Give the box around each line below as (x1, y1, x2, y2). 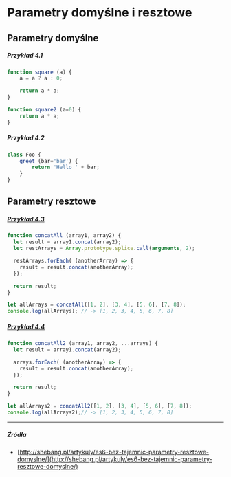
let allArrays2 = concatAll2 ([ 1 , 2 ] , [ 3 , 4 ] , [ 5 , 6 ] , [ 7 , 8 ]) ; (7, 403, 192, 410)
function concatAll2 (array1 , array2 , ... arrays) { (7, 340, 158, 347)
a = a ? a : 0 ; (19, 75, 63, 82)
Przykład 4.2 (7, 134, 45, 142)
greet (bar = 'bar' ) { (19, 157, 78, 164)
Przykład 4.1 (7, 52, 43, 60)
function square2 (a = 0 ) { (7, 107, 81, 113)
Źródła (7, 430, 27, 439)
